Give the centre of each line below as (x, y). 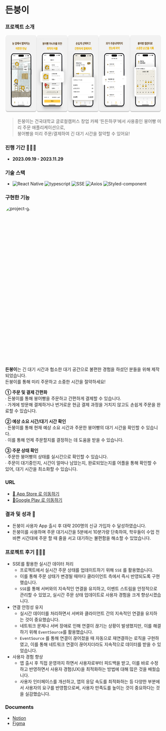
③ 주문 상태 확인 (22, 450)
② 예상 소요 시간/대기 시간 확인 (36, 421)
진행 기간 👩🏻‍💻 (21, 148)
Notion (19, 718)
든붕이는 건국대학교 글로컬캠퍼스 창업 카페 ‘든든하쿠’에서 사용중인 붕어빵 (86, 121)
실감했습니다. (38, 694)
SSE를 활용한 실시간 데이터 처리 (43, 564)
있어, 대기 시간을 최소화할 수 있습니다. (41, 469)
